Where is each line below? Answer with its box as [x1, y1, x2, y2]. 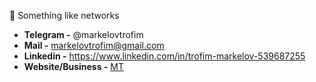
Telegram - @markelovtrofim [23, 29, 144, 40]
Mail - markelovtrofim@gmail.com [23, 40, 165, 51]
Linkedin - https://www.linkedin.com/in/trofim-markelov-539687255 [23, 50, 306, 62]
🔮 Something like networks [9, 10, 120, 21]
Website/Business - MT [23, 61, 125, 72]
